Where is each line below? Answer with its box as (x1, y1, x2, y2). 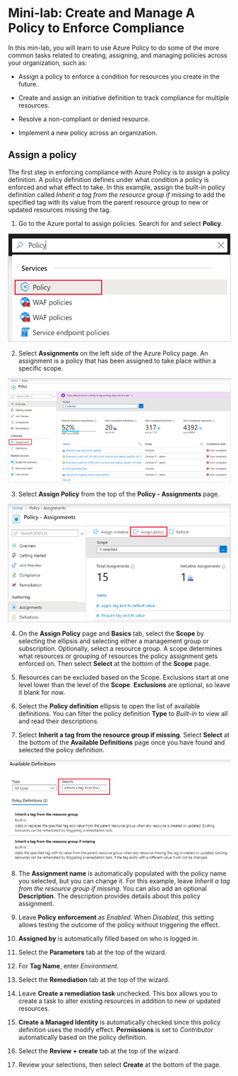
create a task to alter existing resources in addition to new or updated (18, 997, 221, 1005)
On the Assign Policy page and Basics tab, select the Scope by (18, 629, 204, 638)
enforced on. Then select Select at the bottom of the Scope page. (18, 659, 211, 668)
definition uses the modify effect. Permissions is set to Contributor (18, 1025, 214, 1033)
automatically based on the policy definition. (18, 1033, 148, 1041)
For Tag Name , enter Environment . (18, 961, 119, 970)
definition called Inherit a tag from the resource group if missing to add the (8, 190, 225, 199)
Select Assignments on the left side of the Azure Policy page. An (18, 349, 208, 358)
